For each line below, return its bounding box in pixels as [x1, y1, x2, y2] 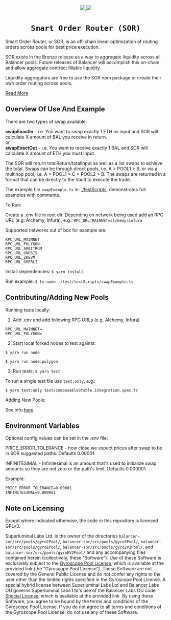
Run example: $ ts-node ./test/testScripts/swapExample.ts [5, 278, 134, 284]
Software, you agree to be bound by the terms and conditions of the [5, 598, 149, 605]
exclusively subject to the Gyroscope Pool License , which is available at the [5, 560, 164, 566]
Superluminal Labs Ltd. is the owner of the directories [5, 533, 118, 539]
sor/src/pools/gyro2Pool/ [5, 540, 60, 545]
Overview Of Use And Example [5, 105, 105, 114]
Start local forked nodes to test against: [12, 340, 96, 346]
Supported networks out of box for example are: [5, 227, 107, 233]
